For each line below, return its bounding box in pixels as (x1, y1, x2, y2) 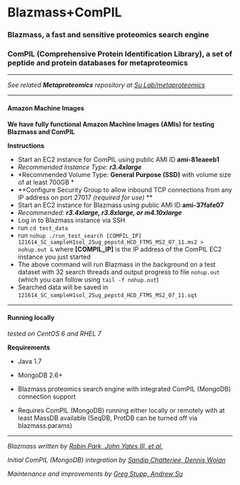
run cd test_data (17, 223, 69, 232)
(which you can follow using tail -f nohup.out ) (17, 275, 159, 284)
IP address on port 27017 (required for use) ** (17, 193, 153, 201)
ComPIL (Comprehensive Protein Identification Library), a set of (7, 49, 233, 59)
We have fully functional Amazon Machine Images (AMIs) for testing (7, 119, 215, 129)
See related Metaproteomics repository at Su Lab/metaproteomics (7, 81, 206, 89)
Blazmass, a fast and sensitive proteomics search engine (7, 30, 209, 40)
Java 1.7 (17, 356, 42, 365)
